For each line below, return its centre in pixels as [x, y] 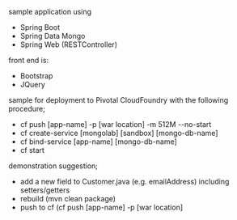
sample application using [50, 12]
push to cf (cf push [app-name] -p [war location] [102, 207]
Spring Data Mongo [53, 36]
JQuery [33, 85]
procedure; [27, 109]
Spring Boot [40, 27]
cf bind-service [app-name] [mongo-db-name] [99, 142]
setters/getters [45, 190]
